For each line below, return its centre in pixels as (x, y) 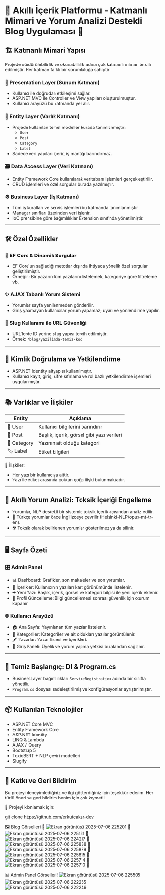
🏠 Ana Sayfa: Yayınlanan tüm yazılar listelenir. (59, 627)
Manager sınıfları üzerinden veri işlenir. (51, 213)
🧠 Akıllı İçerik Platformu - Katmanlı (76, 11)
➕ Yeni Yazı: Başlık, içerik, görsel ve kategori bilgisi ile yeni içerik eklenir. (85, 592)
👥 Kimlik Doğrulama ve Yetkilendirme (63, 359)
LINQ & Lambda (28, 740)
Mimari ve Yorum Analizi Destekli (74, 21)
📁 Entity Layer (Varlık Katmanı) (42, 117)
